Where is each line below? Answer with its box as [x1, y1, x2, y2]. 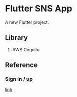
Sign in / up [5, 76, 33, 83]
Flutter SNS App [5, 3, 73, 14]
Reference [5, 61, 38, 69]
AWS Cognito [12, 46, 40, 52]
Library [5, 33, 28, 42]
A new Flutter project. [5, 19, 49, 25]
